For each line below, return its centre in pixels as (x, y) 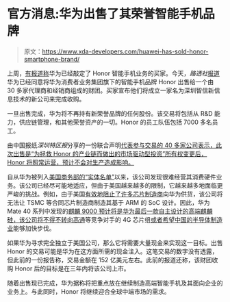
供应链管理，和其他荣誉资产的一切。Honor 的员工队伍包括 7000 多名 (115, 122)
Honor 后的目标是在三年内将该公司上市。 (72, 268)
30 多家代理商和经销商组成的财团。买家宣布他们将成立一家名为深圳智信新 (111, 90)
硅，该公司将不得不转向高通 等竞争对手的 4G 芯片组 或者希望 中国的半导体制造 (115, 219)
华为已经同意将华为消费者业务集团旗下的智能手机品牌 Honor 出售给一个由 (111, 81)
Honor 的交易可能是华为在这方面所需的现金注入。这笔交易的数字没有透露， (113, 251)
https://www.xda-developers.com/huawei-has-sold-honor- (125, 51)
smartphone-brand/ (52, 59)
